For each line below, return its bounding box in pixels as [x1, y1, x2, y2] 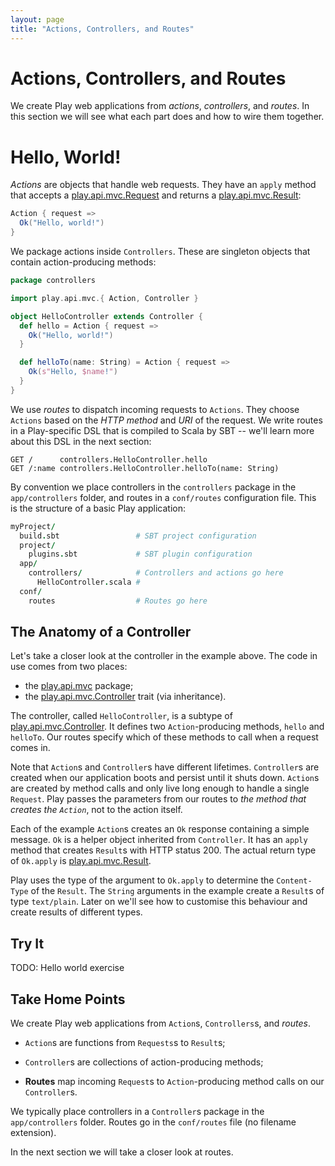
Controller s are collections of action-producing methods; [24, 1056, 264, 1068]
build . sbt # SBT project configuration [19, 531, 257, 541]
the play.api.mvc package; [24, 680, 134, 692]
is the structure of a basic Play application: [10, 502, 187, 514]
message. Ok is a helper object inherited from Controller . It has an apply [10, 834, 308, 846]
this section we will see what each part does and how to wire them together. [10, 111, 325, 123]
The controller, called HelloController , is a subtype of [10, 710, 233, 722]
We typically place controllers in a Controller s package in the [10, 1106, 265, 1118]
